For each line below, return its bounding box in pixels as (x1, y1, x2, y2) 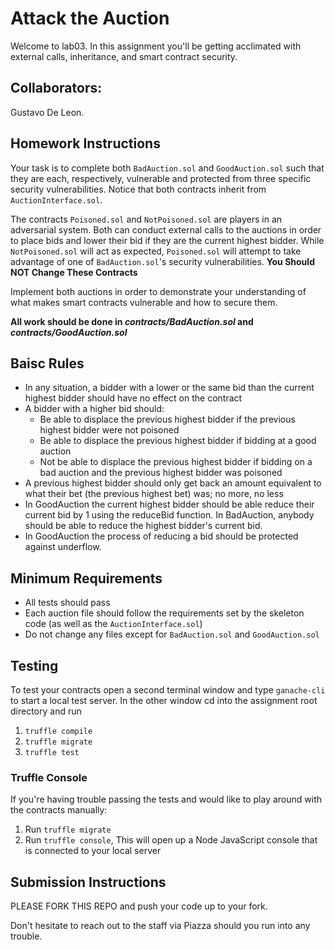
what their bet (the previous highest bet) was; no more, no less (24, 488, 284, 500)
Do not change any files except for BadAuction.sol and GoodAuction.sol (24, 628, 320, 641)
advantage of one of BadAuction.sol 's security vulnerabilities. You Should (10, 255, 315, 267)
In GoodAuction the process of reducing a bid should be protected (24, 530, 299, 542)
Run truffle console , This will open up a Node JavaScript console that (24, 834, 318, 846)
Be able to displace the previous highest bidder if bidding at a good (39, 435, 317, 447)
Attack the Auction (10, 7, 170, 30)
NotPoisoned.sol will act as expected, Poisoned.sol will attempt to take (10, 245, 302, 257)
